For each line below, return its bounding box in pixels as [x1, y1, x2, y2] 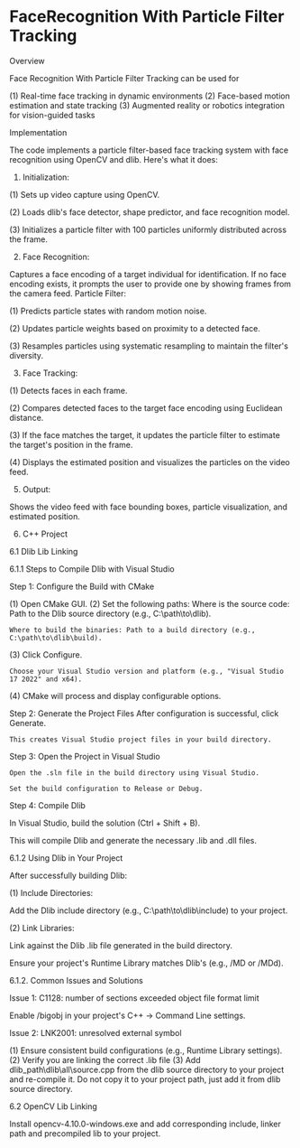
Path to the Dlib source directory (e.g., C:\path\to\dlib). [9, 608, 212, 619]
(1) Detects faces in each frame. [9, 385, 128, 396]
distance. [9, 412, 44, 423]
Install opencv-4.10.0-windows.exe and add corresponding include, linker [9, 1118, 281, 1129]
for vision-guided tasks [9, 109, 95, 120]
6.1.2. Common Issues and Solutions [9, 975, 144, 985]
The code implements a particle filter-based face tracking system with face [9, 145, 289, 155]
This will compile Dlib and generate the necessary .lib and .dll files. [9, 835, 257, 845]
